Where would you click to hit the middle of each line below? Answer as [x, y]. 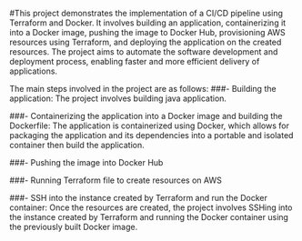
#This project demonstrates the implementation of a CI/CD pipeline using [146, 13]
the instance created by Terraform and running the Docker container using [149, 217]
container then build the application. [77, 145]
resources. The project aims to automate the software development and [144, 52]
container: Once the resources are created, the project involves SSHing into [151, 207]
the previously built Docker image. [74, 227]
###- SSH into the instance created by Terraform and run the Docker [139, 198]
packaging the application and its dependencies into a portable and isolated [151, 135]
